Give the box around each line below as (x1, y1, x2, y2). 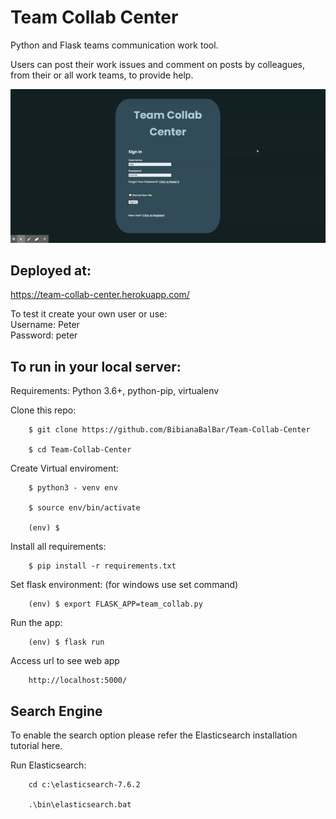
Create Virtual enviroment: (10, 462, 119, 475)
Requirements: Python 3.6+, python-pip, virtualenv (10, 385, 220, 397)
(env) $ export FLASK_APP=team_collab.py (28, 599, 203, 610)
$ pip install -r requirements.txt (28, 561, 177, 571)
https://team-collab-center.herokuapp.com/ (10, 289, 190, 301)
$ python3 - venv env (28, 483, 118, 493)
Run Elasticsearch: (10, 759, 87, 771)
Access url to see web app (10, 655, 120, 667)
